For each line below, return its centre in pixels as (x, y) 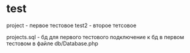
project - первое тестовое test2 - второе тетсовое (71, 25)
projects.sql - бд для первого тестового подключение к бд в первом (95, 37)
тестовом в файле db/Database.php (53, 43)
